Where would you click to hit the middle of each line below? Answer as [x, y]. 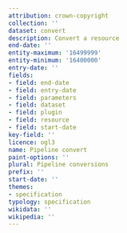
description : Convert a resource [64, 38]
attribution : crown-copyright [59, 16]
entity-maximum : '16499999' [55, 53]
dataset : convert [37, 30]
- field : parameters [43, 98]
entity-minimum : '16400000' [55, 61]
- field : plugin [35, 113]
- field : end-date [39, 82]
